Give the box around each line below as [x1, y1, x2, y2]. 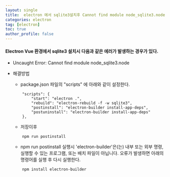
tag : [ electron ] [5, 22, 40, 27]
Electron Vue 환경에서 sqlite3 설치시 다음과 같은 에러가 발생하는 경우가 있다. [5, 48, 159, 54]
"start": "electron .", [31, 96, 82, 101]
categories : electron [5, 17, 52, 22]
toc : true [5, 27, 27, 32]
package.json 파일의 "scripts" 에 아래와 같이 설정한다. [20, 81, 130, 87]
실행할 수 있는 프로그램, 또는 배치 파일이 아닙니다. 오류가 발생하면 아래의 [20, 150, 164, 156]
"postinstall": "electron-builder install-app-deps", [31, 105, 148, 111]
